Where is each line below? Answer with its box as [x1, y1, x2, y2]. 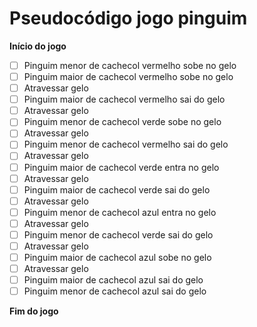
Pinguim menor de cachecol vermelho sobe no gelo [23, 59, 237, 71]
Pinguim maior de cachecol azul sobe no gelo [23, 252, 212, 263]
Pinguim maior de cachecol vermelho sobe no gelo [23, 71, 234, 82]
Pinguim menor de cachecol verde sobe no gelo [23, 116, 222, 128]
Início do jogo [9, 40, 67, 52]
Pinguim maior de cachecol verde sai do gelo [23, 183, 211, 196]
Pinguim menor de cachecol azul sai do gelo [23, 285, 207, 297]
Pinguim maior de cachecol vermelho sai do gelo [23, 93, 226, 106]
